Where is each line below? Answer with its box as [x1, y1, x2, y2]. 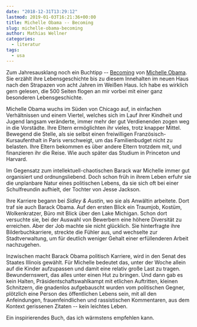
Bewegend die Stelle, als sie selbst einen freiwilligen [6, 130, 133, 138]
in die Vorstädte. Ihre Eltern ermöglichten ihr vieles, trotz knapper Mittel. [6, 124, 182, 131]
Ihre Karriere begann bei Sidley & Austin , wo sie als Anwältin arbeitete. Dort [6, 197, 190, 204]
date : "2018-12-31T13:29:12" [6, 8, 78, 15]
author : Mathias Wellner [6, 31, 67, 37]
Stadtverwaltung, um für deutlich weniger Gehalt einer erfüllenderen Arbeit [6, 234, 189, 242]
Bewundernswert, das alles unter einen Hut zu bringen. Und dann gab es [6, 271, 183, 278]
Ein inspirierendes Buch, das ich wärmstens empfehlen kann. [6, 314, 155, 321]
